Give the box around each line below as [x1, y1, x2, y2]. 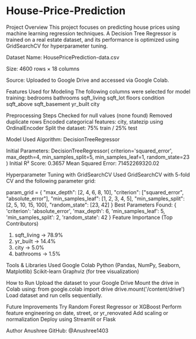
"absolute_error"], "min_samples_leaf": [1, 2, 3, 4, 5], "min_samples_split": [6, 195, 185, 202]
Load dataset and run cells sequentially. [6, 291, 103, 298]
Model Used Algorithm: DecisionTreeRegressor [6, 135, 120, 142]
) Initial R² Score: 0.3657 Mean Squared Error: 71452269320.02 [6, 159, 160, 167]
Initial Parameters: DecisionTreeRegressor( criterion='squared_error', [6, 147, 173, 154]
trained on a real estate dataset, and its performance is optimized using [6, 36, 180, 43]
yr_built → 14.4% [14, 237, 56, 245]
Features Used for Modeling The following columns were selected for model [6, 88, 191, 95]
